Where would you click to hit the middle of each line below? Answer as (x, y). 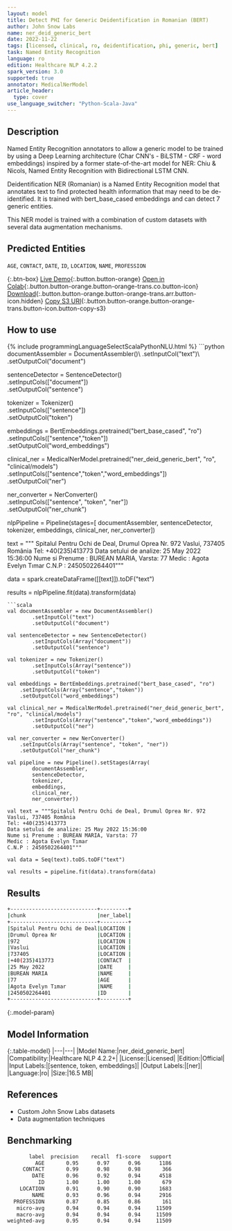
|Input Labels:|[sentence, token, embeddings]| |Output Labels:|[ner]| (105, 1066)
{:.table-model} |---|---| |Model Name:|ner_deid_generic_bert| (96, 1051)
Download (22, 293)
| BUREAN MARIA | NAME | (69, 973)
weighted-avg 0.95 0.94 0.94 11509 (89, 1221)
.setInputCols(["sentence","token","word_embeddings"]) (87, 474)
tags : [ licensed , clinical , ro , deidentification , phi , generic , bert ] (113, 46)
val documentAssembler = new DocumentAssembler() (80, 611)
